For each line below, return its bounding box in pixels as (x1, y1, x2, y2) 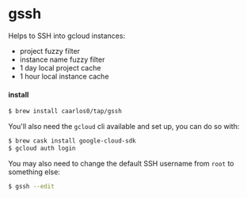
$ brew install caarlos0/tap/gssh (8, 108, 123, 116)
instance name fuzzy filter (19, 55, 105, 64)
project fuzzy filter (19, 46, 81, 55)
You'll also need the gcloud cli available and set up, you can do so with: (8, 122, 240, 131)
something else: (8, 167, 61, 177)
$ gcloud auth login (8, 144, 77, 152)
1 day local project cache (19, 63, 101, 72)
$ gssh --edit (8, 182, 55, 190)
